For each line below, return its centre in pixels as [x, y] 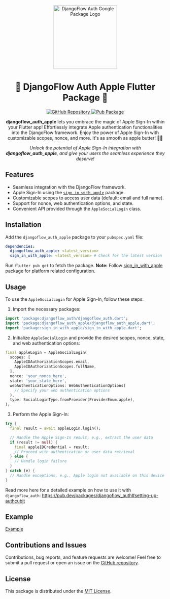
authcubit [15, 501]
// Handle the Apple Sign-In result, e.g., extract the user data [81, 437]
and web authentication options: [46, 343]
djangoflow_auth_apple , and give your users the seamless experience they [85, 153]
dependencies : [20, 246]
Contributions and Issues [46, 545]
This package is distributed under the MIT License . [58, 591]
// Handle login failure [41, 461]
